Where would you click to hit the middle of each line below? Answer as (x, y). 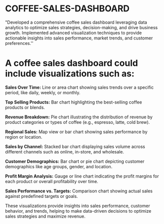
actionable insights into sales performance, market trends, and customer (79, 38)
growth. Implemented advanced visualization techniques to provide (74, 33)
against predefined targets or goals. (41, 196)
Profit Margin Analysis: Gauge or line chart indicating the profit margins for (82, 176)
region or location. (24, 137)
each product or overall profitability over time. (52, 181)
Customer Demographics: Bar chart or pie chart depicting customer (75, 161)
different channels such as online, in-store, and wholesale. (65, 151)
